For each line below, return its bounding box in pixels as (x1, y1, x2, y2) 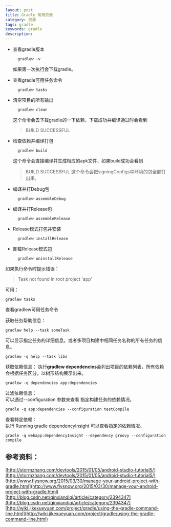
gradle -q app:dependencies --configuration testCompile (5, 407, 130, 412)
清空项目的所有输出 (12, 97, 54, 103)
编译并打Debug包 (12, 186, 50, 192)
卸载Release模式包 (12, 246, 52, 252)
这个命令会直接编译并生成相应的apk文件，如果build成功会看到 (12, 158, 143, 163)
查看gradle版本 (12, 46, 45, 52)
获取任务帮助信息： (5, 317, 46, 323)
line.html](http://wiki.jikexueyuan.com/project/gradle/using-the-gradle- (5, 510, 156, 517)
